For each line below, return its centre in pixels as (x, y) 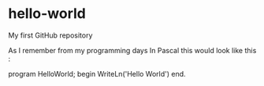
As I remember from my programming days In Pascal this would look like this (132, 50)
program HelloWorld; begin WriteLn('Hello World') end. (97, 73)
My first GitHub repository (50, 35)
